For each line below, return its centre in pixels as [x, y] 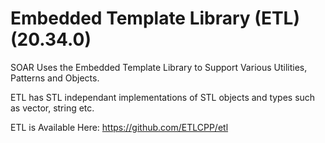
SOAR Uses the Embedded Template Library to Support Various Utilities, [159, 67]
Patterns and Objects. [55, 78]
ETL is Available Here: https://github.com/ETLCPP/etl [119, 127]
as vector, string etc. [52, 108]
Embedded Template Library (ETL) [155, 18]
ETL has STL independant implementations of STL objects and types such [163, 97]
